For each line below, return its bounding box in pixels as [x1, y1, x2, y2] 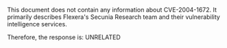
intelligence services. [7, 20, 67, 28]
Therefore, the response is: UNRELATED [7, 33, 121, 41]
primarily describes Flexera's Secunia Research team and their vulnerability [7, 13, 221, 21]
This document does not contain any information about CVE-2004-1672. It [7, 6, 217, 14]
